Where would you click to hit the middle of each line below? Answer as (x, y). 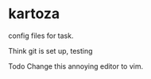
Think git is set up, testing (50, 51)
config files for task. (41, 36)
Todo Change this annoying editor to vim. (76, 66)
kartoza (34, 14)
